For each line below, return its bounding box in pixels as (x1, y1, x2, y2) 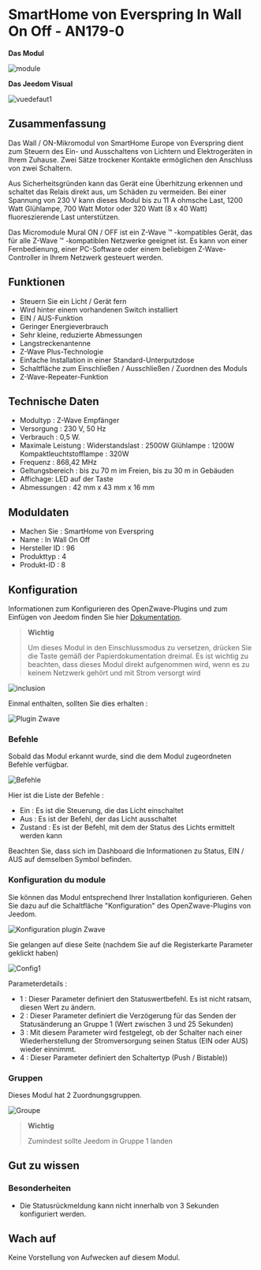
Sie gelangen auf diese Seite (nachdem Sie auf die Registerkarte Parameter (8, 939, 254, 949)
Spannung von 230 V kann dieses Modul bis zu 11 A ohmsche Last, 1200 (8, 195, 243, 204)
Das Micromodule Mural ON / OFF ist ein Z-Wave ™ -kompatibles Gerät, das (8, 227, 253, 237)
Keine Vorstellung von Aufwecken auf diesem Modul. (8, 1253, 181, 1262)
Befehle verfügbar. (8, 760, 69, 770)
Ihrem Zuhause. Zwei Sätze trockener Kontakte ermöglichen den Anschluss (8, 155, 253, 164)
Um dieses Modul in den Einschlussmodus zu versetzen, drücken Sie (27, 643, 252, 652)
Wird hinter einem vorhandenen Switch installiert (19, 305, 179, 314)
